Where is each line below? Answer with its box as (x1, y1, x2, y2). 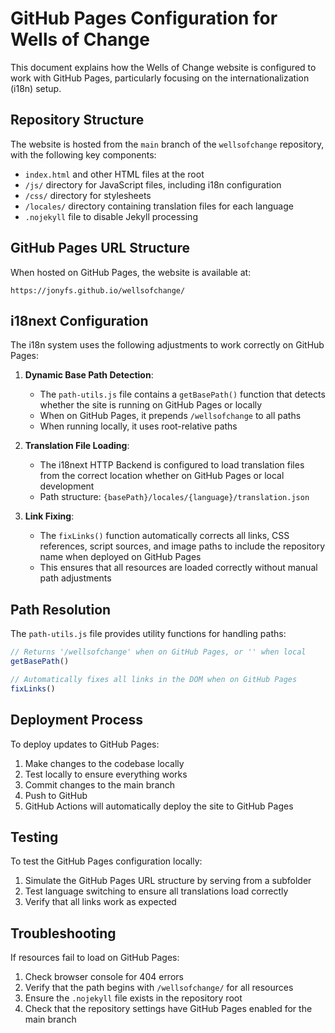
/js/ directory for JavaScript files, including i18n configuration (24, 178, 282, 191)
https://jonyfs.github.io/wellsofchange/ (10, 285, 186, 296)
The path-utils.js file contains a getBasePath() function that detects (39, 388, 326, 401)
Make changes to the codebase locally (24, 757, 185, 769)
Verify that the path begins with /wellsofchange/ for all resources (24, 982, 294, 994)
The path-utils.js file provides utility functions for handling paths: (10, 628, 287, 640)
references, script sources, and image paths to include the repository (39, 540, 326, 552)
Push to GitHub (24, 789, 88, 801)
